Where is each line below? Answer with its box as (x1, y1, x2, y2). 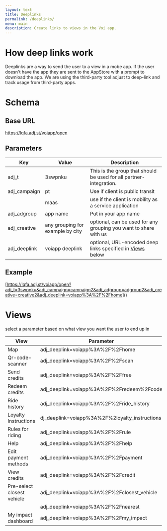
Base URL (5, 116, 36, 125)
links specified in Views (90, 245, 145, 252)
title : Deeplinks (5, 12, 41, 17)
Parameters (5, 144, 42, 153)
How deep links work (5, 47, 93, 59)
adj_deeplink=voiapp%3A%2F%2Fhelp (40, 440, 133, 446)
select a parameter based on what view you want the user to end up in (5, 326, 150, 332)
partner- (124, 174, 145, 180)
